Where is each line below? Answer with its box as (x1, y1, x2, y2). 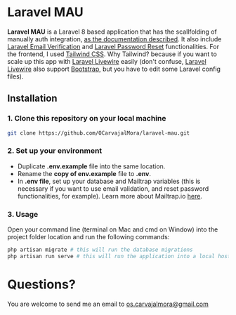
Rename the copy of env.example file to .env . (17, 169, 151, 177)
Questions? (7, 276, 76, 293)
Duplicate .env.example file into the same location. (17, 162, 166, 170)
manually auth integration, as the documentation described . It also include (7, 34, 222, 43)
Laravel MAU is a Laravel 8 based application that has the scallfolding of (7, 27, 218, 36)
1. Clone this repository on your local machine (7, 114, 166, 123)
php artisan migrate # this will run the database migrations (7, 246, 193, 253)
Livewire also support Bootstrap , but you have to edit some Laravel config (7, 65, 221, 73)
